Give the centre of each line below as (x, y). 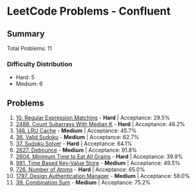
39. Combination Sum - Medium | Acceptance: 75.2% (83, 183)
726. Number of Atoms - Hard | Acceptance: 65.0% (80, 169)
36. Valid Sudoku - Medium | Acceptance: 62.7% (77, 137)
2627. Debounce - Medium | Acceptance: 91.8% (76, 150)
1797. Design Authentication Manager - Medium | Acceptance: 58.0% (103, 176)
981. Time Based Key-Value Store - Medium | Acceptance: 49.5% (98, 163)
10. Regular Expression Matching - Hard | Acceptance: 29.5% (93, 118)
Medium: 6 (29, 84)
